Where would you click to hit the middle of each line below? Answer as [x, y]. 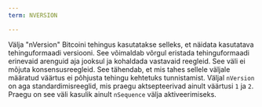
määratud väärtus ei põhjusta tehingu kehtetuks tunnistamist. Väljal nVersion [131, 77]
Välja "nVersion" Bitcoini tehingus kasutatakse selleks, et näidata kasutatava [131, 45]
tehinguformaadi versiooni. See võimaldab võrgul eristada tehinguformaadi [129, 52]
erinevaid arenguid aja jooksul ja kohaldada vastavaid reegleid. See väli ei [127, 61]
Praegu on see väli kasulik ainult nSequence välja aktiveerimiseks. [113, 94]
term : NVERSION [33, 15]
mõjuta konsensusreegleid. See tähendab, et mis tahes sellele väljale [119, 69]
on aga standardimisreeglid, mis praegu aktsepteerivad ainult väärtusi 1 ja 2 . [131, 86]
